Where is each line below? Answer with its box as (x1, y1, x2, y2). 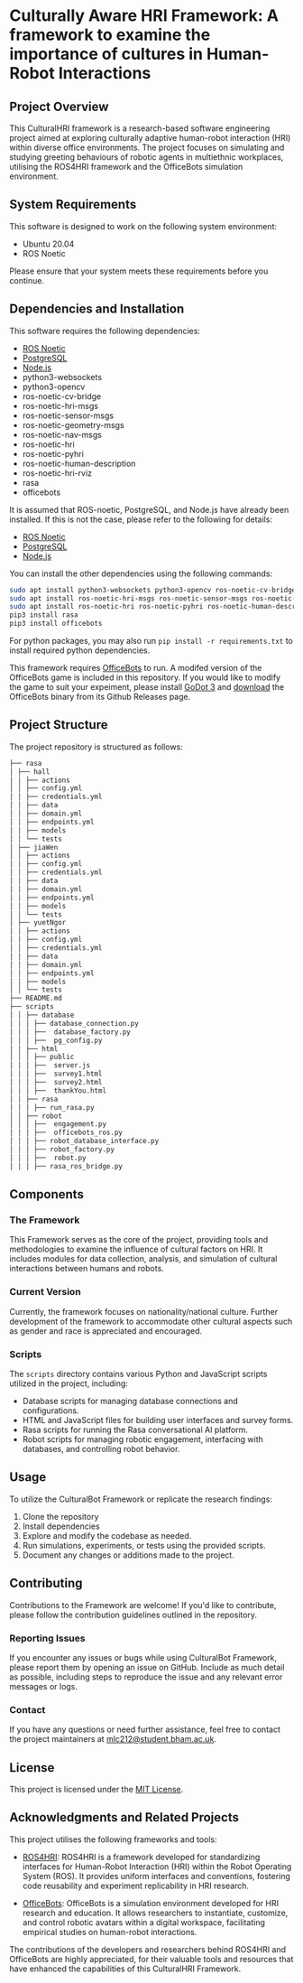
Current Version (9, 1286, 81, 1299)
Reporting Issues (9, 1632, 86, 1644)
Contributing (9, 1576, 83, 1591)
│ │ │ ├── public (9, 1053, 75, 1062)
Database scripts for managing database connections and (22, 1395, 239, 1406)
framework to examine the (9, 24, 211, 45)
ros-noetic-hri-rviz (22, 467, 93, 479)
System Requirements (9, 197, 137, 212)
